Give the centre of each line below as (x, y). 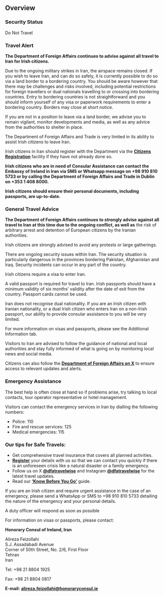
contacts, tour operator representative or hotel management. (66, 397)
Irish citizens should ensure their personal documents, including (72, 191)
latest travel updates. (33, 476)
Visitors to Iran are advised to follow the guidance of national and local (76, 344)
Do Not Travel (19, 33)
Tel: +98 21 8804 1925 (28, 569)
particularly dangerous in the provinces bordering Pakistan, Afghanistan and (82, 260)
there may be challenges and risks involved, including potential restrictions (81, 86)
